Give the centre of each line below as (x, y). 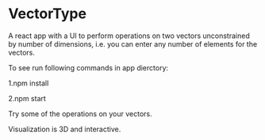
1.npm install (29, 83)
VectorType (48, 14)
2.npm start (27, 98)
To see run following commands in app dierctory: (88, 67)
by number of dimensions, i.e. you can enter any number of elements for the (133, 44)
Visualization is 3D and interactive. (65, 129)
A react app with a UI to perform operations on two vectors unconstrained (129, 36)
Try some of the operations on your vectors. (80, 114)
